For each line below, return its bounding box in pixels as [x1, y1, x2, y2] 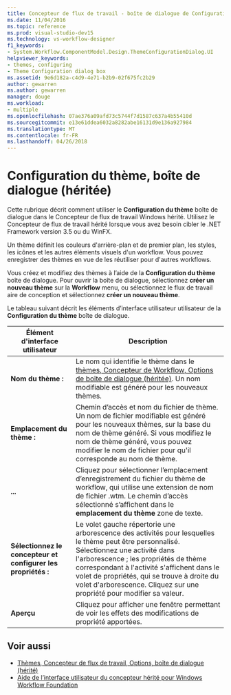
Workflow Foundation [16, 681, 78, 689]
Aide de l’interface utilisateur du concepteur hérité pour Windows [16, 673, 203, 681]
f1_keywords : [7, 42, 45, 49]
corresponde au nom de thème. [75, 454, 177, 464]
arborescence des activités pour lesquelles [75, 528, 215, 538]
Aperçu [10, 608, 36, 618]
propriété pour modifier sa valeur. [75, 589, 184, 598]
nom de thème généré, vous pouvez [75, 437, 192, 447]
